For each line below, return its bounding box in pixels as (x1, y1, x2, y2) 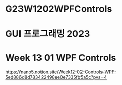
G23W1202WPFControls (5, 3, 112, 15)
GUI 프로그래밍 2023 (5, 28, 90, 40)
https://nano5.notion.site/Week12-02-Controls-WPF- (5, 69, 117, 75)
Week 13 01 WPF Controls (5, 52, 116, 63)
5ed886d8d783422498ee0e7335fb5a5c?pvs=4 (5, 74, 107, 80)
